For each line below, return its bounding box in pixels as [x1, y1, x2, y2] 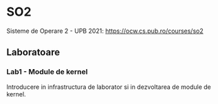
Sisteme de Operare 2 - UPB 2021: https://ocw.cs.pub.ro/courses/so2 [6, 27, 204, 35]
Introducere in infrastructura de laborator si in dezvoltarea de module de [6, 83, 211, 91]
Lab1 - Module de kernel [6, 67, 88, 77]
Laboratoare [6, 47, 60, 58]
